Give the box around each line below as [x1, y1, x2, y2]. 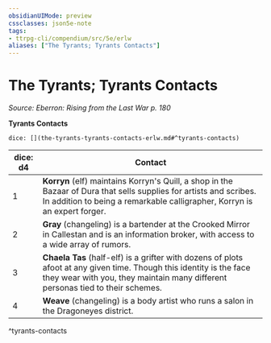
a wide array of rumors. [42, 239, 131, 250]
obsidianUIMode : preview [8, 11, 92, 20]
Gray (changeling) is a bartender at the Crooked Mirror [42, 219, 250, 230]
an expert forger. [42, 206, 106, 217]
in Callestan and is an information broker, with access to [42, 229, 255, 240]
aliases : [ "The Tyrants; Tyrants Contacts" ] [8, 42, 161, 50]
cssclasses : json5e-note [8, 19, 92, 27]
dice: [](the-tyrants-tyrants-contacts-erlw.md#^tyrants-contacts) [8, 134, 240, 143]
